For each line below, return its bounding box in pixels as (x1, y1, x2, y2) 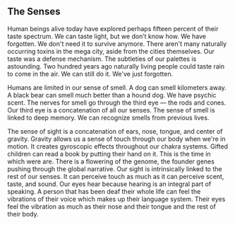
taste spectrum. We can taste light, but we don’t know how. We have (7, 32, 207, 40)
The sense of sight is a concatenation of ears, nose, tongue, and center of (7, 127, 223, 135)
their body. (7, 209, 39, 218)
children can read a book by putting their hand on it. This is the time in (7, 149, 211, 158)
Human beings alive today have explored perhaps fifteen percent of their (7, 24, 219, 33)
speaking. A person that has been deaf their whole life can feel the (7, 187, 201, 195)
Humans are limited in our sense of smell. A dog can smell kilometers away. (7, 83, 227, 91)
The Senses (7, 6, 61, 18)
